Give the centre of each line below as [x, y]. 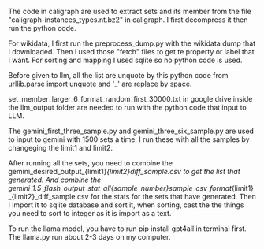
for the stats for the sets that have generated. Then [173, 197]
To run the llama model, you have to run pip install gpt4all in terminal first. [127, 229]
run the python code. [42, 28]
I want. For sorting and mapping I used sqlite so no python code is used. [125, 60]
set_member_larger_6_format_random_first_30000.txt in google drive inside [130, 99]
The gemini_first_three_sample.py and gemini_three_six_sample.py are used [131, 131]
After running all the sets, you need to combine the [91, 163]
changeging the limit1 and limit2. [60, 148]
